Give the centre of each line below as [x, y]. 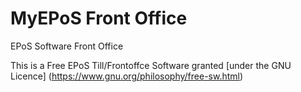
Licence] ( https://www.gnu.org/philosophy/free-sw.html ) [127, 76]
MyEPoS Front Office [99, 18]
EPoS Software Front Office [67, 46]
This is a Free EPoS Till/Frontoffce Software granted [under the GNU [151, 65]
